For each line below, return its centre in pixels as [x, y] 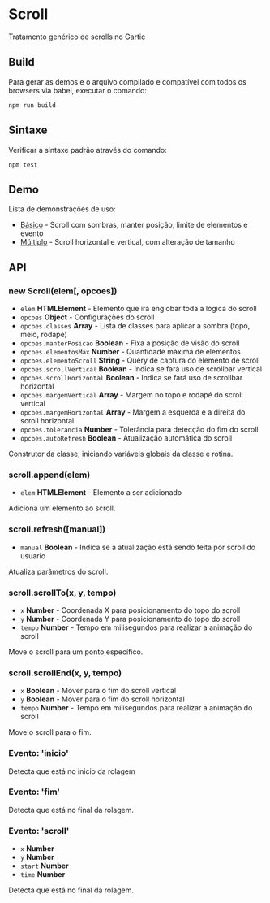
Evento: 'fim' [34, 792]
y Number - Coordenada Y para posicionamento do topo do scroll [130, 619]
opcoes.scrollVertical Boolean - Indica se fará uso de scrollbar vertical [141, 369]
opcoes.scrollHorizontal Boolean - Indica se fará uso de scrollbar [131, 378]
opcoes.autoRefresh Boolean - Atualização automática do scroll [126, 438]
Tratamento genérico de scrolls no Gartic [77, 37]
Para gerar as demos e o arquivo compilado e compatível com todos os [128, 81]
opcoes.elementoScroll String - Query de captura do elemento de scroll [140, 360]
